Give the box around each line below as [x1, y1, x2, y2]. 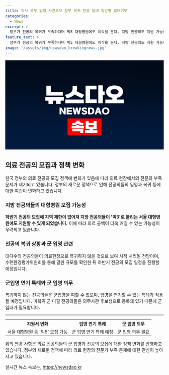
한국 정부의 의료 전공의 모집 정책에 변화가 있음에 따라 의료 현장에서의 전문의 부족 [5, 175, 162, 181]
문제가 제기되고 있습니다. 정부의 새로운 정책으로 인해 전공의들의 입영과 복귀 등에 [5, 182, 161, 188]
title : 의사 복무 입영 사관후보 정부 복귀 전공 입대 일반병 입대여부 [5, 8, 128, 13]
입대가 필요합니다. [5, 304, 41, 310]
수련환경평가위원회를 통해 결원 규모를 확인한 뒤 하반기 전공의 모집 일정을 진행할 [5, 259, 160, 265]
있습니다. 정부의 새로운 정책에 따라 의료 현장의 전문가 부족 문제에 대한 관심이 [5, 347, 154, 353]
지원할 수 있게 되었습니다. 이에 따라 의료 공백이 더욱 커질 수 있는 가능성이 [18, 220, 160, 227]
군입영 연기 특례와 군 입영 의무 [5, 279, 73, 286]
